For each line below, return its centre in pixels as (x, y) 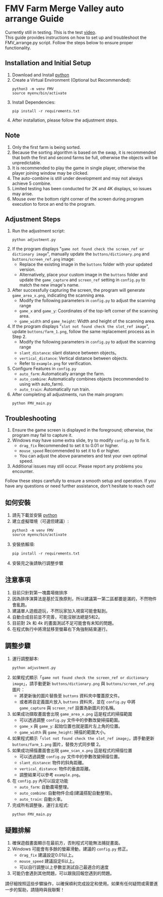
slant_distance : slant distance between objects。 (69, 353)
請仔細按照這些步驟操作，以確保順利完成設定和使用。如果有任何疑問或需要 (79, 884)
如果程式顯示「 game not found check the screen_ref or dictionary (80, 677)
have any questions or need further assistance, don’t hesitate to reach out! (80, 486)
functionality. (18, 48)
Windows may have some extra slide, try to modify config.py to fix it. (81, 440)
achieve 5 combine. (32, 183)
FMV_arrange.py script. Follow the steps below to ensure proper (69, 42)
